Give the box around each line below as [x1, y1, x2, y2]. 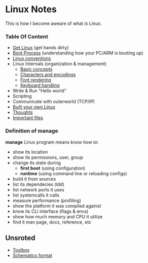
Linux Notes [5, 4, 57, 15]
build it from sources [12, 176, 56, 182]
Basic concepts [20, 66, 53, 72]
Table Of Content [5, 33, 48, 40]
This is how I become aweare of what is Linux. [5, 20, 102, 26]
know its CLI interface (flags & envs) [12, 208, 89, 214]
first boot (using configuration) [20, 165, 86, 171]
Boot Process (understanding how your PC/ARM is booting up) [12, 50, 143, 56]
